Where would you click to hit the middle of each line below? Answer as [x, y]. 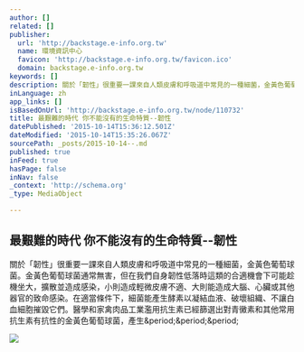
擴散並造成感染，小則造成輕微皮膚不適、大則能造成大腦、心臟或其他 [167, 286]
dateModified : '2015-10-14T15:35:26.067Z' [90, 135]
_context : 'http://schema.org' [68, 186]
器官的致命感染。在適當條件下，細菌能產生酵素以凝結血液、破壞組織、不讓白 [152, 298]
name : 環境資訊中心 [50, 51]
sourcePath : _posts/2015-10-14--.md [78, 144]
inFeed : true [34, 160]
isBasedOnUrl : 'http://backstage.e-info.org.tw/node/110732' [127, 110]
